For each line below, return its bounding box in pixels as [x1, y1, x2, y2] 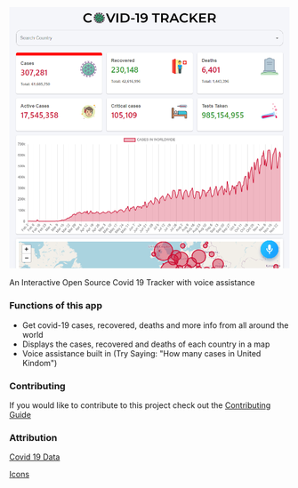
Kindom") [21, 357, 58, 368]
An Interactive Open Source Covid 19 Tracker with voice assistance [9, 277, 255, 288]
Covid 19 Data [9, 452, 60, 462]
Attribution [9, 431, 58, 444]
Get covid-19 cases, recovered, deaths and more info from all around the [21, 319, 289, 331]
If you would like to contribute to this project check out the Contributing [9, 400, 271, 411]
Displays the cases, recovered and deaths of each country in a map [21, 339, 270, 349]
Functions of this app [9, 300, 102, 312]
